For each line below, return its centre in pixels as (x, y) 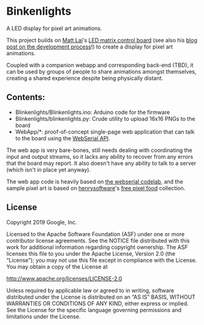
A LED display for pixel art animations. (54, 28)
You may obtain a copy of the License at (57, 266)
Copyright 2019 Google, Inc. (42, 222)
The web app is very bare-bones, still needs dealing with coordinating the (100, 150)
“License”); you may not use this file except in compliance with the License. (102, 260)
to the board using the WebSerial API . (62, 138)
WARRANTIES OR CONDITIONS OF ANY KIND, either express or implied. (97, 303)
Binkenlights (39, 11)
